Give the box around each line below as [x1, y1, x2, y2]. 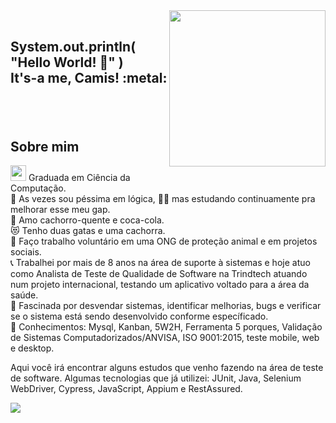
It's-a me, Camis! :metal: [10, 70, 168, 87]
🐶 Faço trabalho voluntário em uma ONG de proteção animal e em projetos [10, 235, 318, 248]
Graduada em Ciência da [28, 172, 131, 184]
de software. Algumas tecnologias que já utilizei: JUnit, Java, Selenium [10, 372, 302, 384]
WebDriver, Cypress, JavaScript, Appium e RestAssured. [10, 383, 243, 395]
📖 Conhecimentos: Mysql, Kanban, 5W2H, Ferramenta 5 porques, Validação [10, 321, 323, 333]
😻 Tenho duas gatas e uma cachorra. [10, 225, 166, 237]
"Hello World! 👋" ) [10, 54, 124, 71]
